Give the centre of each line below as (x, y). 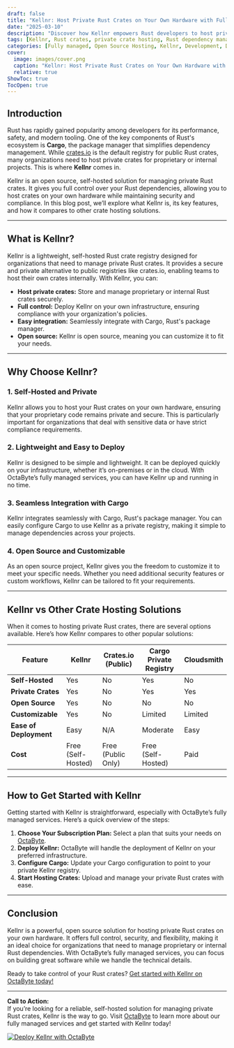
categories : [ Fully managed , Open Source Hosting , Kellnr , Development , (115, 46)
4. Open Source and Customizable (66, 551)
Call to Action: (28, 1001)
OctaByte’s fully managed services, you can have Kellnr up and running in (113, 477)
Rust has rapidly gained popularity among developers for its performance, (113, 131)
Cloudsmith (204, 660)
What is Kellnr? (41, 239)
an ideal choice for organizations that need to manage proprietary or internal (117, 945)
